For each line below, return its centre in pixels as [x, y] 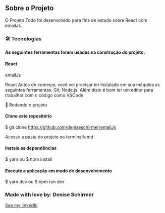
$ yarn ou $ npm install [29, 159]
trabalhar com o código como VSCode [44, 95]
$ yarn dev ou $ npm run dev [35, 182]
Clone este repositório [28, 116]
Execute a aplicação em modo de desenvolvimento [59, 171]
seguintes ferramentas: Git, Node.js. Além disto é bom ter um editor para [79, 90]
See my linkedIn [22, 206]
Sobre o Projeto [29, 8]
